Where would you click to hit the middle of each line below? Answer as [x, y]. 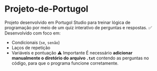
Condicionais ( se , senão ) [36, 42]
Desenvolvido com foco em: [33, 33]
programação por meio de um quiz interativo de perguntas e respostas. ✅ [78, 27]
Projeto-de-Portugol [46, 9]
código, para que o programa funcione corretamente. [65, 63]
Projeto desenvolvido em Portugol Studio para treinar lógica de [68, 22]
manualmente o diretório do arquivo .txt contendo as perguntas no [80, 58]
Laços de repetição [31, 48]
